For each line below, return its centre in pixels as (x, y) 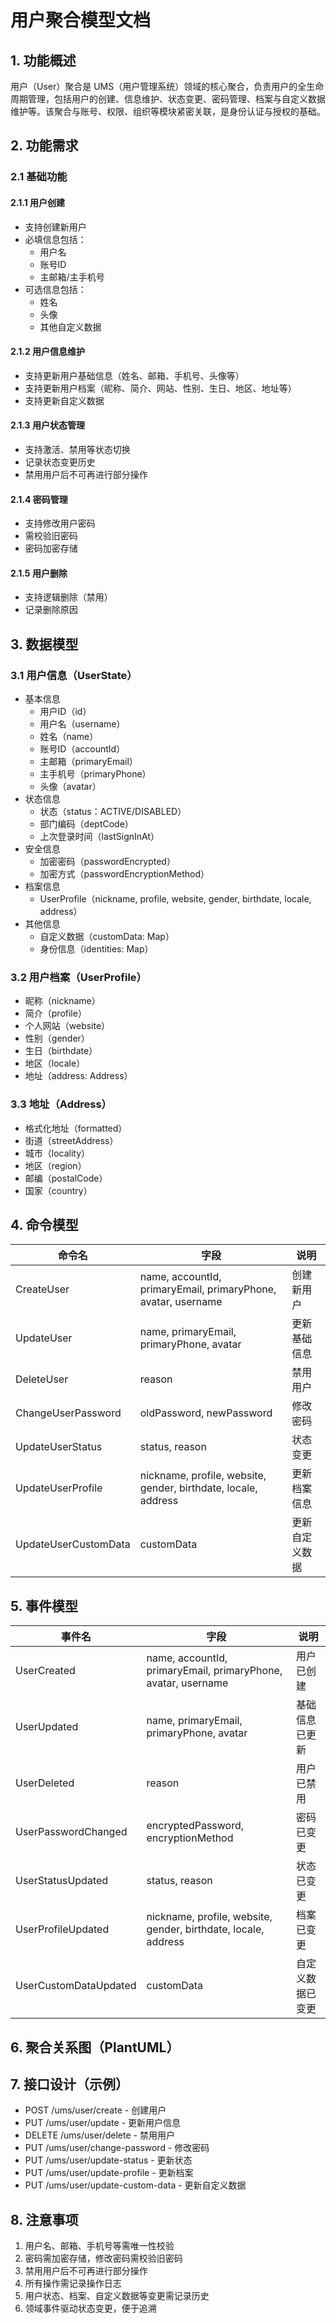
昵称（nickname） (62, 1001)
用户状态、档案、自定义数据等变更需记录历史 (117, 2296)
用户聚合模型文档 (81, 20)
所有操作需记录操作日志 (73, 2283)
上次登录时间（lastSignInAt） (99, 837)
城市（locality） (57, 1153)
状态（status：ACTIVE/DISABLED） (113, 812)
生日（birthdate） (61, 1051)
